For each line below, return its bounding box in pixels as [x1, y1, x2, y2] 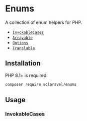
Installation [5, 59, 41, 67]
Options [12, 40, 28, 45]
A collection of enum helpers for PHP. [5, 19, 83, 25]
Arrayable [12, 35, 33, 40]
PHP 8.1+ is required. [5, 72, 48, 78]
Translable [12, 46, 35, 51]
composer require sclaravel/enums [5, 82, 77, 87]
